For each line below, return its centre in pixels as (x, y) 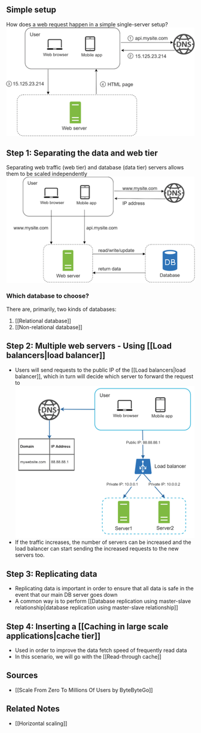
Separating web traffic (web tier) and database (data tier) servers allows (95, 167)
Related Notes (33, 709)
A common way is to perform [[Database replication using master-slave (103, 601)
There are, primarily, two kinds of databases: (61, 309)
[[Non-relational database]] (48, 327)
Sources (22, 676)
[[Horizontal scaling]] (41, 723)
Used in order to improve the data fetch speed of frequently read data (101, 650)
